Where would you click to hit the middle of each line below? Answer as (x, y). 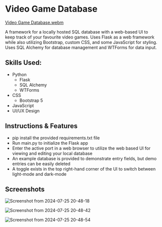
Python (19, 75)
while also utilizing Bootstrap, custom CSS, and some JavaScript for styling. (81, 42)
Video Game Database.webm (34, 22)
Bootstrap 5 (31, 100)
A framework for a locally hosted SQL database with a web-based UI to (77, 32)
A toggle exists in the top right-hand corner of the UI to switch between (84, 169)
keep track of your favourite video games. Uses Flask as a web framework (80, 37)
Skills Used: (23, 63)
